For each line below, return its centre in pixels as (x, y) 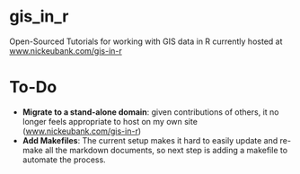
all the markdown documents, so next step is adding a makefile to (166, 150)
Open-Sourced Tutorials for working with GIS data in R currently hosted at (146, 41)
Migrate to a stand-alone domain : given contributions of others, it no (150, 112)
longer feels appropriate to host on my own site (110, 121)
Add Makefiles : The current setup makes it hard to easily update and (150, 140)
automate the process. (64, 160)
